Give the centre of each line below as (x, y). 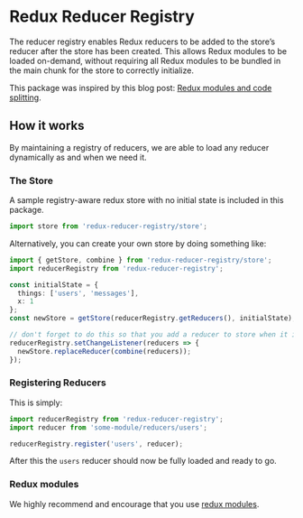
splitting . (26, 97)
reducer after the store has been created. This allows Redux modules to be (148, 51)
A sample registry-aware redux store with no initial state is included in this (147, 200)
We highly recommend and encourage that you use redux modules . (134, 504)
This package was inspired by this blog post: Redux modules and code (141, 88)
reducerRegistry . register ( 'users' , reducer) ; (96, 444)
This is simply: (36, 402)
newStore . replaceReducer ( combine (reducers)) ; (105, 351)
